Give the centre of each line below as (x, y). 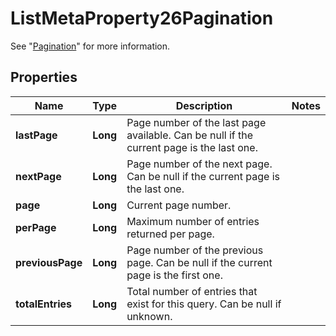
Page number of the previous (195, 250)
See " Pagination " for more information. (90, 46)
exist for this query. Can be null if (204, 304)
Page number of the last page (196, 122)
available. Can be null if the (190, 135)
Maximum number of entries (193, 221)
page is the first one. (174, 275)
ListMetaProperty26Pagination (142, 18)
